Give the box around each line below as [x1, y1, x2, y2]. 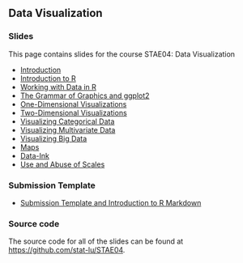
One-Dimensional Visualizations [19, 99, 127, 108]
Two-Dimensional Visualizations [19, 108, 127, 117]
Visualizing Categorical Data [19, 117, 115, 126]
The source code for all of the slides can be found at [8, 236, 184, 246]
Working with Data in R [19, 82, 97, 91]
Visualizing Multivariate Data [19, 125, 116, 134]
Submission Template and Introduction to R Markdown [19, 197, 202, 207]
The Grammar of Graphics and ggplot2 [19, 91, 150, 100]
